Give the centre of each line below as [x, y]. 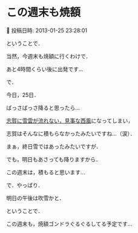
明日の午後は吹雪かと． [35, 198]
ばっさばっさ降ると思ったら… [43, 107]
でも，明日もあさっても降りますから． [54, 159]
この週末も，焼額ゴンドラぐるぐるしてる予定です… [69, 224]
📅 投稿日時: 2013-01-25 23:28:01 [47, 30]
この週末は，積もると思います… [46, 172]
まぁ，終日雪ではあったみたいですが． [54, 146]
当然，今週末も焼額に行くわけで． [49, 56]
